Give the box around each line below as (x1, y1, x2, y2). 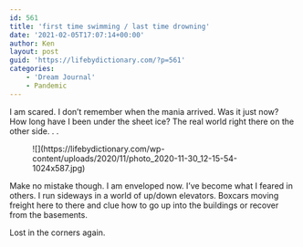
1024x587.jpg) (32, 162, 86, 173)
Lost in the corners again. (9, 227, 106, 238)
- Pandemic (26, 81, 68, 90)
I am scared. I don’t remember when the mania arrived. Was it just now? (9, 106, 279, 117)
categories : (9, 65, 55, 74)
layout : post (9, 47, 59, 57)
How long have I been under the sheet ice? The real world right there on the (9, 116, 295, 127)
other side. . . (9, 125, 59, 137)
